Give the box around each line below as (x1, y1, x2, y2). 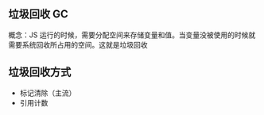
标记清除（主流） (19, 88, 76, 98)
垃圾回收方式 (8, 66, 72, 79)
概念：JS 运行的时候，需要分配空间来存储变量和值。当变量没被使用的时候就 (8, 30, 256, 40)
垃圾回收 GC (8, 7, 69, 21)
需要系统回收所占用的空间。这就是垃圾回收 (8, 40, 148, 49)
